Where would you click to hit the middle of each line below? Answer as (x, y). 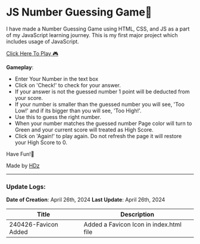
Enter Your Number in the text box (57, 79)
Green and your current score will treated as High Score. (84, 129)
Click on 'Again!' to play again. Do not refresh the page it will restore (98, 136)
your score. (29, 97)
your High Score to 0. (41, 142)
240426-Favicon (34, 225)
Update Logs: (26, 187)
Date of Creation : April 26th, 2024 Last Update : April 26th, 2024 (86, 200)
